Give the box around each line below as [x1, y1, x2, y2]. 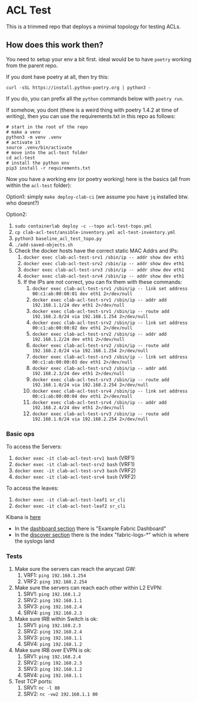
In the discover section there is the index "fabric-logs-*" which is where [14, 531, 189, 539]
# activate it [6, 139, 41, 145]
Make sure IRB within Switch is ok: [14, 616, 98, 623]
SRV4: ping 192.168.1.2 [23, 640, 82, 647]
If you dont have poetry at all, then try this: [6, 73, 109, 80]
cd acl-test [6, 155, 35, 161]
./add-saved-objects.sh [14, 242, 74, 248]
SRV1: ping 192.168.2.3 [23, 621, 81, 629]
